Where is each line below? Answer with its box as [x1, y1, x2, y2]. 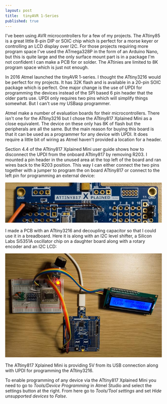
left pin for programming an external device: [5, 173, 95, 179]
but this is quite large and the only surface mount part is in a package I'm [5, 54, 155, 60]
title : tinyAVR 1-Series [5, 13, 59, 18]
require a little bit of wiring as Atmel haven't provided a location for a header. [5, 137, 162, 143]
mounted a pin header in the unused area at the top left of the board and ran [5, 157, 162, 163]
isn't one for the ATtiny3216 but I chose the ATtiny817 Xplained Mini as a [5, 115, 153, 121]
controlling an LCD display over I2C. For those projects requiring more [5, 43, 149, 49]
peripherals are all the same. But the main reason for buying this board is [5, 126, 154, 132]
